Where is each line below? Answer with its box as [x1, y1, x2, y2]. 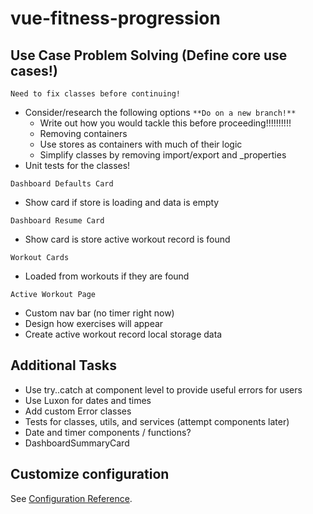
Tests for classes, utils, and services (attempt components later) [24, 415, 290, 427]
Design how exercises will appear [24, 318, 164, 329]
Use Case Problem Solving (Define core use [10, 47, 288, 64]
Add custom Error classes [24, 405, 132, 417]
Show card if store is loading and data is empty [24, 197, 220, 208]
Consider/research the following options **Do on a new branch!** [24, 107, 297, 118]
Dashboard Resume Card [10, 216, 105, 226]
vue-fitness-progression [10, 7, 221, 30]
